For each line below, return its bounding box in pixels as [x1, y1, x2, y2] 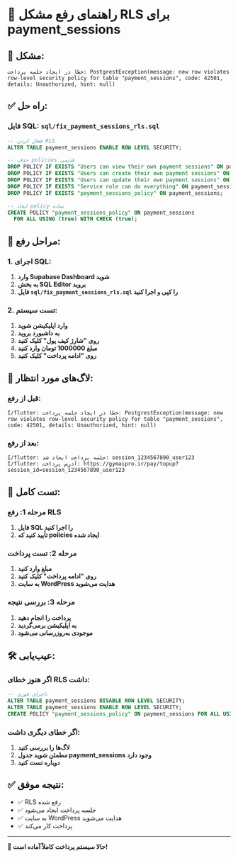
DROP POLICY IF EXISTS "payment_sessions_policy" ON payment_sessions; [7, 189, 223, 197]
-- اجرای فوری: [7, 691, 49, 698]
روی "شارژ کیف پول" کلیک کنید [17, 337, 100, 345]
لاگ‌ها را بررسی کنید [17, 743, 70, 752]
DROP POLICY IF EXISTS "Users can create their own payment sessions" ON [7, 170, 230, 177]
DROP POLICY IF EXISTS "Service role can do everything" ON [7, 183, 189, 190]
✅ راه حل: [7, 100, 48, 112]
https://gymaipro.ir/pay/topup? [83, 461, 179, 468]
